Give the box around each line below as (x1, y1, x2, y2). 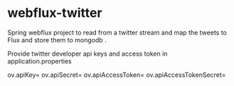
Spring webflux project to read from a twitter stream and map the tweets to (7, 28, 228, 37)
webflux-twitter (7, 5, 102, 21)
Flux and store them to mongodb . (7, 35, 107, 44)
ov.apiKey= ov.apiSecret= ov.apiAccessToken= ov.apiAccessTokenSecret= (7, 70, 226, 79)
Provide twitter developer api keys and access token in (7, 49, 168, 58)
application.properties (7, 56, 73, 65)
